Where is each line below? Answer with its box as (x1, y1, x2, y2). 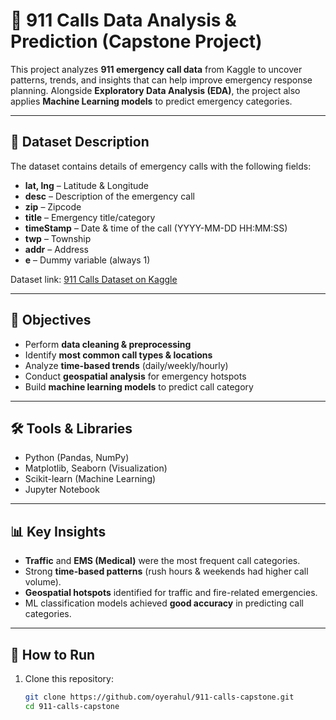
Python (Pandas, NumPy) (24, 452, 130, 464)
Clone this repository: (24, 673, 114, 684)
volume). (24, 576, 62, 588)
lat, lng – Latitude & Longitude (24, 179, 150, 191)
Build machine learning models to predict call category (24, 380, 254, 393)
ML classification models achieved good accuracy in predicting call (24, 597, 305, 609)
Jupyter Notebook (24, 484, 100, 496)
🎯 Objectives (10, 312, 92, 329)
